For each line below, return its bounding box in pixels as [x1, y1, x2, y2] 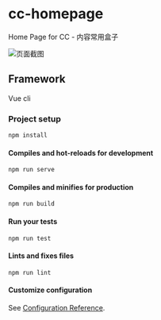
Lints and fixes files [8, 251, 74, 260]
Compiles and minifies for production [8, 182, 134, 191]
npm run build [8, 200, 56, 208]
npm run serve [8, 166, 56, 174]
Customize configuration [8, 285, 93, 295]
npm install [8, 132, 48, 140]
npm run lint [8, 268, 52, 276]
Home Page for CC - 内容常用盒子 [8, 32, 119, 41]
